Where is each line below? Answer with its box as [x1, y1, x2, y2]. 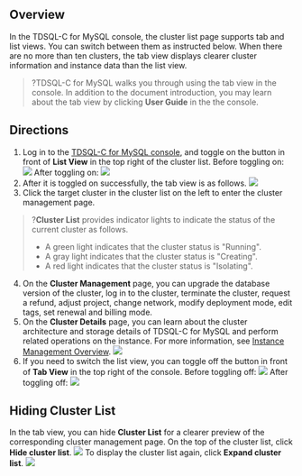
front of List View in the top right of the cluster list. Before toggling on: [22, 156, 285, 167]
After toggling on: [33, 167, 99, 178]
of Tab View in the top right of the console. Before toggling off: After [22, 366, 288, 377]
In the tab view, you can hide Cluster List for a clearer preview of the [9, 427, 265, 438]
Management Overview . [22, 346, 111, 357]
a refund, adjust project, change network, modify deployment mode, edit [22, 297, 293, 307]
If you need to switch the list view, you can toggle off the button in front [22, 355, 288, 366]
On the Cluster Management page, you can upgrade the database [22, 278, 270, 288]
